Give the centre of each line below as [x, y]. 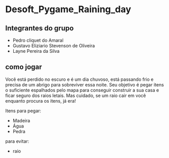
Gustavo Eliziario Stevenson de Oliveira [54, 46]
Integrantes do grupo [39, 28]
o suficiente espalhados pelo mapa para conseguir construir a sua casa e [82, 90]
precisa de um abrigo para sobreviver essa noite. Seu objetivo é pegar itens [85, 84]
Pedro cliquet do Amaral [38, 40]
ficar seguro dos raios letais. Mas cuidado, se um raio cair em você [76, 96]
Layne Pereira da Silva [36, 51]
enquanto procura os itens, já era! [41, 101]
